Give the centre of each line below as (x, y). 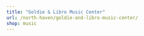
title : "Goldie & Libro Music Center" (56, 12)
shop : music (21, 23)
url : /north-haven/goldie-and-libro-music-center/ (72, 18)
